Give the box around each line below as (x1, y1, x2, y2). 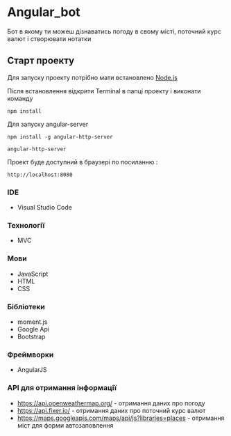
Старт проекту (7, 55, 75, 67)
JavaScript (17, 270, 49, 278)
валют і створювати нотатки (7, 34, 92, 42)
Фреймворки (7, 350, 54, 359)
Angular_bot (7, 4, 81, 20)
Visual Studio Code (17, 203, 73, 212)
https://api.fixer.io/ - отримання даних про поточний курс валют (17, 406, 206, 414)
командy (7, 94, 33, 102)
